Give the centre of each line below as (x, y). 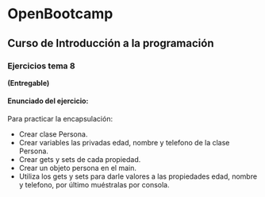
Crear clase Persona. (53, 134)
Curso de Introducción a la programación (111, 43)
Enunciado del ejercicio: (48, 101)
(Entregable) (29, 83)
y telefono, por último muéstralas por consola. (94, 185)
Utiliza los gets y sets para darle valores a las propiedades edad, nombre (138, 176)
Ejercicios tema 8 (42, 66)
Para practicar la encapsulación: (60, 119)
